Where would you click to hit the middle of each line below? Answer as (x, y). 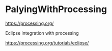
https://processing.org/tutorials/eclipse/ (47, 43)
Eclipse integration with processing (42, 33)
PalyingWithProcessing (56, 9)
